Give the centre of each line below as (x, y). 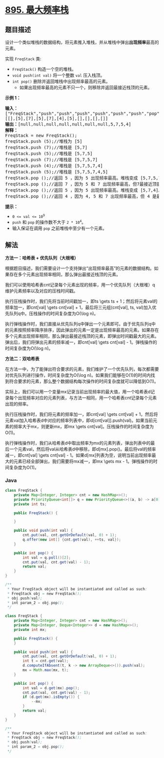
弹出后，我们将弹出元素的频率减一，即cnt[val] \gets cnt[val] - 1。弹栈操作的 (81, 342)
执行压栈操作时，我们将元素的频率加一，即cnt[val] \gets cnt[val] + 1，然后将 (82, 414)
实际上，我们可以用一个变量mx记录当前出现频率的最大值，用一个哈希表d (78, 391)
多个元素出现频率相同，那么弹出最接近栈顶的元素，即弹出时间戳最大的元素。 (82, 336)
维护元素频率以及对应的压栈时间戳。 (41, 291)
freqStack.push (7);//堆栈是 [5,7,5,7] (51, 160)
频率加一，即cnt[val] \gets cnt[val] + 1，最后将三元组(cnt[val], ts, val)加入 (79, 307)
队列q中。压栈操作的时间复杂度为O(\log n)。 (54, 313)
